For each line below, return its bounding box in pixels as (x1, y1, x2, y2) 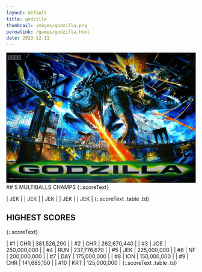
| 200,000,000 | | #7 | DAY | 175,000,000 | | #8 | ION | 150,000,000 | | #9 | (6, 253, 189, 260)
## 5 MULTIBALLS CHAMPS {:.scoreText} (6, 184, 109, 191)
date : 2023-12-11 (6, 35, 50, 42)
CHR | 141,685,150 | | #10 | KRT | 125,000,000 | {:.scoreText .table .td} (6, 259, 177, 267)
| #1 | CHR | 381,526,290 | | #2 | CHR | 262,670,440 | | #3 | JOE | (6, 240, 167, 247)
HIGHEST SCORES (6, 212, 76, 223)
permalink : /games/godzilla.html (6, 29, 90, 35)
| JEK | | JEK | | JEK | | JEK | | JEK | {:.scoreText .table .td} (6, 195, 150, 202)
